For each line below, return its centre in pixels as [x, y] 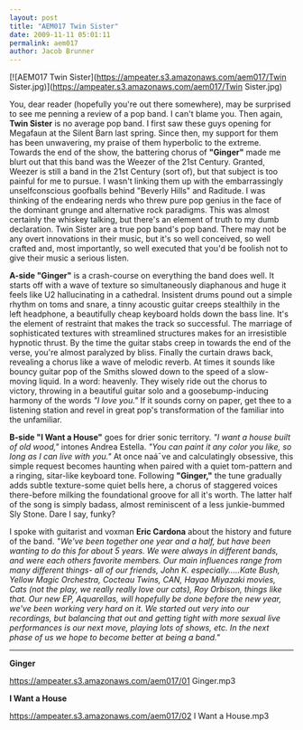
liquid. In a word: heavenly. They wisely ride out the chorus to [153, 382]
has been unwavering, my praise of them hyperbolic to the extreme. [135, 143]
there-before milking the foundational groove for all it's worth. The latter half [151, 495]
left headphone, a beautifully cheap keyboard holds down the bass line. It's [149, 314]
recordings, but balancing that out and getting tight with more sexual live [145, 618]
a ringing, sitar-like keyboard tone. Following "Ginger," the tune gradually [146, 476]
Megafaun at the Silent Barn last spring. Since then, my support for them [144, 133]
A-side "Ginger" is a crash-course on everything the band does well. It [142, 276]
